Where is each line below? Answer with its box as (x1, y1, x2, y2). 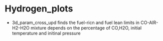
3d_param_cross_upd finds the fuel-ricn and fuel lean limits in (12, 19, 140, 25)
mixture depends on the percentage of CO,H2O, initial (30, 24, 142, 30)
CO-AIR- (140, 19, 158, 25)
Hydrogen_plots (5, 3, 73, 14)
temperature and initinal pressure (12, 30, 81, 36)
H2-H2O (12, 24, 30, 30)
